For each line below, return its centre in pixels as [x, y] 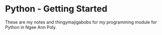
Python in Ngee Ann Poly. [31, 27]
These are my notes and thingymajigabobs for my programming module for [81, 22]
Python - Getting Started [56, 9]
